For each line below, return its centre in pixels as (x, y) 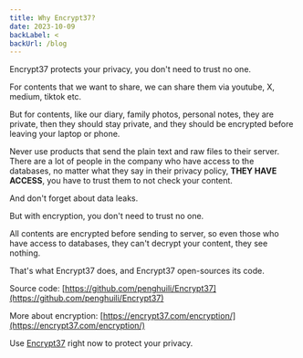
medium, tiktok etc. (46, 97)
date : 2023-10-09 (42, 26)
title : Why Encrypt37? (52, 18)
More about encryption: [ (56, 316)
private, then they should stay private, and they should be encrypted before (151, 124)
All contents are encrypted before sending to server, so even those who (145, 234)
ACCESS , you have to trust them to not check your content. (121, 181)
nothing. (25, 253)
